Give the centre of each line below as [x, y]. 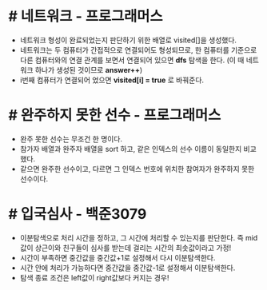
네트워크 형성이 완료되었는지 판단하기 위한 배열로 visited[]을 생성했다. [128, 40]
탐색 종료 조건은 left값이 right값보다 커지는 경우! [94, 277]
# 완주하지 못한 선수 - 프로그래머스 [115, 115]
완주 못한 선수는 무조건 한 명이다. [71, 139]
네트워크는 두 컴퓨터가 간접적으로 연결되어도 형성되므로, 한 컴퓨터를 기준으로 [138, 50]
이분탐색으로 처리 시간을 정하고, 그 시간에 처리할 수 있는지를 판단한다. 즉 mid [139, 237]
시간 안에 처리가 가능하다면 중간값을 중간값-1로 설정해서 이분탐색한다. [128, 268]
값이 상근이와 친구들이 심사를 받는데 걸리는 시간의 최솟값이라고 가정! [126, 248]
